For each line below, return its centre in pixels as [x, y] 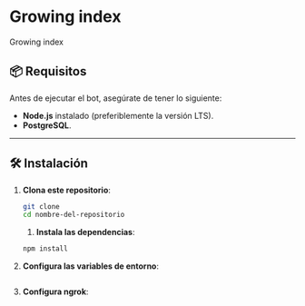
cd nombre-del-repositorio [74, 215]
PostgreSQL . [47, 125]
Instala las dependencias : [85, 232]
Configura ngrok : [55, 291]
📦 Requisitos [48, 71]
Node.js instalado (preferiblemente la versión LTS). [118, 115]
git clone [41, 206]
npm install [45, 249]
